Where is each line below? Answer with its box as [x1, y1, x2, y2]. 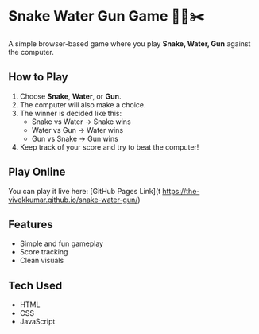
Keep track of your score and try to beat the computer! [19, 142, 199, 152]
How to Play [8, 70, 69, 84]
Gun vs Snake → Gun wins [31, 134, 119, 143]
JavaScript [19, 317, 56, 327]
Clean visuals [19, 256, 64, 266]
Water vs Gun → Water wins [31, 125, 124, 134]
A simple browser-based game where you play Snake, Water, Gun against [8, 38, 251, 49]
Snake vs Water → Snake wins [31, 117, 131, 126]
